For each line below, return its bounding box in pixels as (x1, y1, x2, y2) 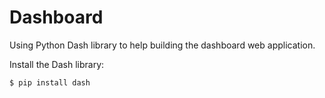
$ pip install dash (9, 77, 91, 88)
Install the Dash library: (9, 58, 105, 70)
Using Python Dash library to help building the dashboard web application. (9, 39, 316, 51)
